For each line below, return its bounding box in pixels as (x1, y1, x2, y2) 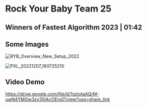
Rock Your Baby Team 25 (5, 3, 112, 15)
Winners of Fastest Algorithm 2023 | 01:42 (5, 23, 142, 32)
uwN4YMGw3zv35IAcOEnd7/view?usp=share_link (5, 96, 110, 102)
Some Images (5, 40, 49, 48)
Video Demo (5, 77, 45, 86)
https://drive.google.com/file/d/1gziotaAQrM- (5, 91, 99, 97)
